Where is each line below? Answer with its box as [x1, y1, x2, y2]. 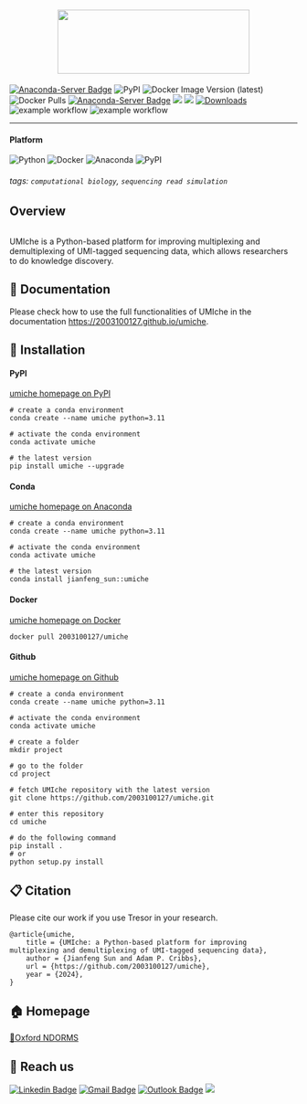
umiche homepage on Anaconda [9, 501, 132, 512]
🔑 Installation [9, 342, 86, 357]
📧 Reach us [9, 1058, 75, 1074]
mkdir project [9, 745, 64, 754]
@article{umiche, [9, 929, 76, 939]
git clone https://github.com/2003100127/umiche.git [9, 793, 215, 802]
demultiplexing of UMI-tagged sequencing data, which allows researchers [9, 245, 289, 256]
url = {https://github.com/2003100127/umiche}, [26, 961, 210, 971]
